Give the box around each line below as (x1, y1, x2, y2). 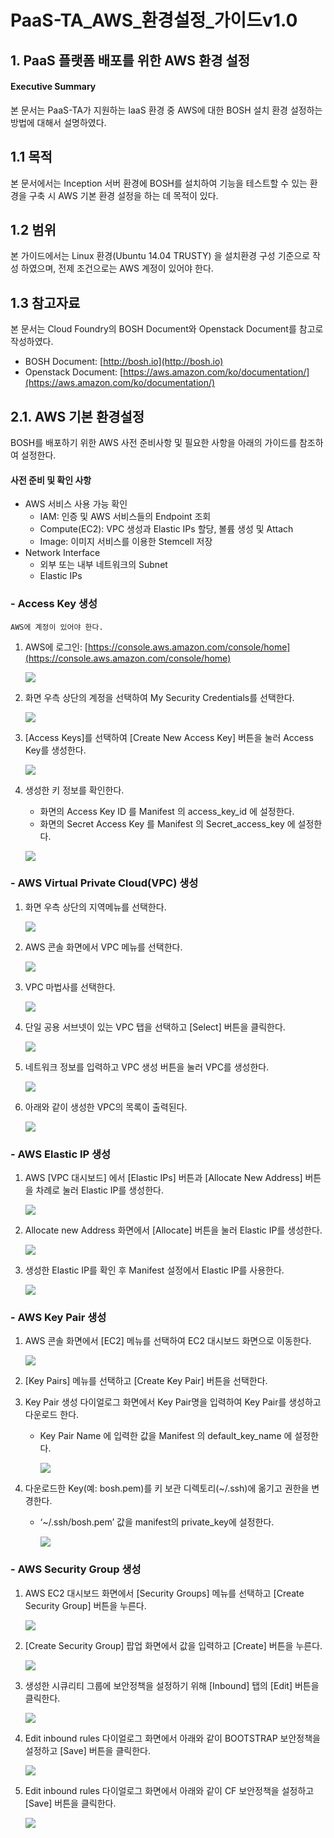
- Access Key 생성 (10, 597, 98, 611)
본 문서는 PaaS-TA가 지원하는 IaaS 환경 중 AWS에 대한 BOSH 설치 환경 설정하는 (10, 104, 323, 116)
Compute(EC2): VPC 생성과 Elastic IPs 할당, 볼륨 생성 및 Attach (39, 523, 294, 535)
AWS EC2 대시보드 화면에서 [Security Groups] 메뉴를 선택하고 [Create (24, 1587, 305, 1599)
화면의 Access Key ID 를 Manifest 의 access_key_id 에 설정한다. (39, 805, 295, 817)
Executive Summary (10, 81, 97, 93)
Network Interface (24, 547, 101, 559)
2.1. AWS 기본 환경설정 (10, 408, 145, 425)
